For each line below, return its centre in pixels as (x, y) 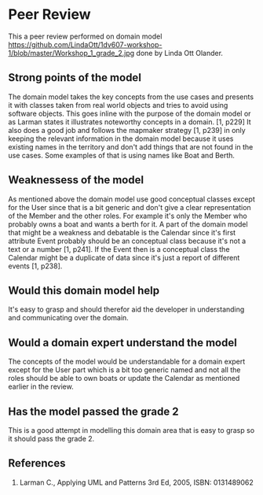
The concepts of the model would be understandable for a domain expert (127, 362)
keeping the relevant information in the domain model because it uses (121, 139)
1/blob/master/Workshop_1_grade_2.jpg (71, 53)
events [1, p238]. (35, 266)
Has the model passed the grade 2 (93, 411)
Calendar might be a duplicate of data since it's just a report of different (124, 257)
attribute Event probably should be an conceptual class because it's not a (127, 241)
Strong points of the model (75, 78)
